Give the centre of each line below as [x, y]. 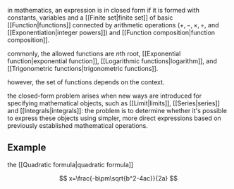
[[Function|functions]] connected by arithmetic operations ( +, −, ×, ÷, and [113, 25]
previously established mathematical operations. [78, 125]
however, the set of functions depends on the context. [86, 82]
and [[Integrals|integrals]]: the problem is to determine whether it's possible [117, 111]
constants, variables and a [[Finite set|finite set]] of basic [90, 18]
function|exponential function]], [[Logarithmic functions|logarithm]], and [112, 61]
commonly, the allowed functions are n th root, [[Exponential [94, 53]
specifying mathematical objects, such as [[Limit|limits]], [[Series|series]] [114, 103]
